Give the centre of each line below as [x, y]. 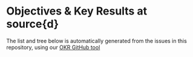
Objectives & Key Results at [77, 11]
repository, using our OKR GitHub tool [53, 47]
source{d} [33, 24]
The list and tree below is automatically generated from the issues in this [97, 41]
